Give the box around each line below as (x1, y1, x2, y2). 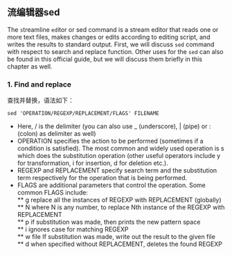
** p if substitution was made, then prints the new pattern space (17, 218, 201, 227)
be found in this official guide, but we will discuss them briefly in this (7, 55, 203, 63)
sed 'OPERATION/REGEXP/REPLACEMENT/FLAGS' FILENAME (7, 110, 159, 117)
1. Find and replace (7, 79, 71, 89)
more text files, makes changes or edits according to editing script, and (7, 33, 211, 41)
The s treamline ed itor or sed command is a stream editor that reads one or (7, 25, 219, 33)
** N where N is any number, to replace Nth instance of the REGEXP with (17, 203, 225, 211)
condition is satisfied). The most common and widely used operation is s (17, 144, 224, 152)
